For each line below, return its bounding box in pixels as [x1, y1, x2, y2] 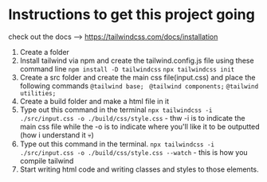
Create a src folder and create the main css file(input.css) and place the [19, 72, 256, 82]
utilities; [19, 89, 57, 97]
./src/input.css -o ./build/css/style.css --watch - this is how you [19, 147, 249, 157]
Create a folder [19, 47, 70, 56]
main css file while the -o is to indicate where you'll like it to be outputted [19, 122, 260, 131]
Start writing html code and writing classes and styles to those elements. [19, 165, 259, 174]
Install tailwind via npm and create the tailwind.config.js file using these [19, 56, 254, 65]
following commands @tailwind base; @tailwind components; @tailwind [19, 81, 259, 91]
